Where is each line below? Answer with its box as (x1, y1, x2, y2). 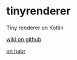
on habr (6, 47, 26, 55)
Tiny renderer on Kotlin (6, 24, 64, 31)
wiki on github (6, 35, 42, 43)
